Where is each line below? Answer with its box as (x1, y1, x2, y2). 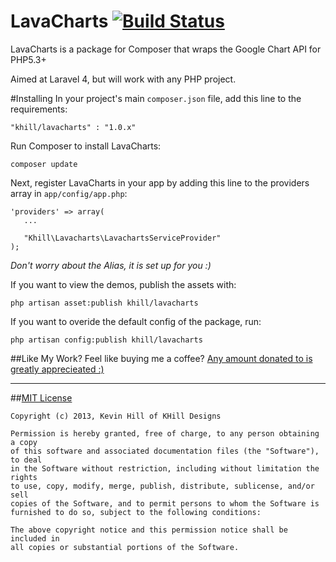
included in (10, 533, 60, 544)
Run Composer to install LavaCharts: (10, 140, 162, 152)
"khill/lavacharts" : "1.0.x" (10, 122, 137, 132)
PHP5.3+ (10, 53, 47, 65)
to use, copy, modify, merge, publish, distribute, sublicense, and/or (10, 481, 315, 491)
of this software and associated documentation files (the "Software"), (10, 446, 320, 456)
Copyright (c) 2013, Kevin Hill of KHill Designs (10, 411, 222, 421)
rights (10, 472, 38, 482)
